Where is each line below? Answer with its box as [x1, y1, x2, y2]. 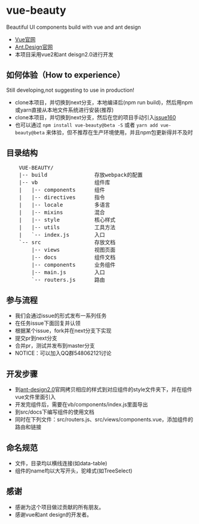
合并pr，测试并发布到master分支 [14, 342, 96, 350]
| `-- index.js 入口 [19, 231, 106, 238]
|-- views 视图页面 [31, 246, 116, 253]
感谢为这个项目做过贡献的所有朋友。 [14, 503, 105, 510]
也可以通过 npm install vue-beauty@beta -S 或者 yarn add [14, 121, 158, 128]
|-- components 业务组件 [31, 261, 116, 268]
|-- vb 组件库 [19, 179, 111, 186]
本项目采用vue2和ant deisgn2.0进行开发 [14, 50, 114, 58]
